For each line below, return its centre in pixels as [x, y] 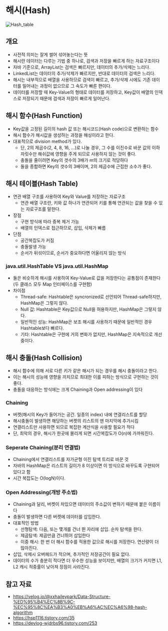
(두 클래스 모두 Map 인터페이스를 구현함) [52, 284]
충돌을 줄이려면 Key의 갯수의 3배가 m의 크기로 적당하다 [74, 160]
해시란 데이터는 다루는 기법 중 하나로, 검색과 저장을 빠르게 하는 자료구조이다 [86, 61]
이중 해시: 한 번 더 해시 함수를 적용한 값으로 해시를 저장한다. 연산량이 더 [89, 542]
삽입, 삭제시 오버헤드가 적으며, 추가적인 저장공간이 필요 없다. [71, 554]
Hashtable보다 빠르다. [42, 328]
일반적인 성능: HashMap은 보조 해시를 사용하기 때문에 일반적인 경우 [86, 322]
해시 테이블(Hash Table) [42, 183]
